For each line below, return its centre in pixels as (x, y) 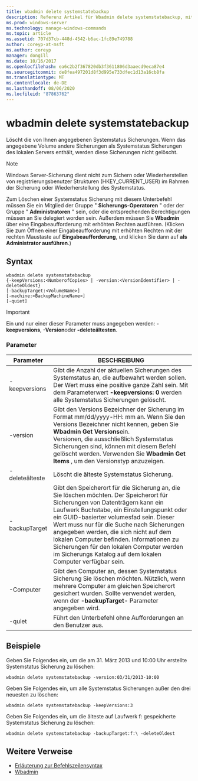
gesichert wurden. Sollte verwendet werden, (114, 593)
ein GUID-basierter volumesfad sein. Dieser (114, 517)
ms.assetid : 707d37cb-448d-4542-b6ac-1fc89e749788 (70, 39)
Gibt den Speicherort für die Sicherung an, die (117, 487)
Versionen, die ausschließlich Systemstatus (113, 439)
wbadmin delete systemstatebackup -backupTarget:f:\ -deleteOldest (91, 733)
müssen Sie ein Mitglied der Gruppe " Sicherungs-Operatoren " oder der (95, 205)
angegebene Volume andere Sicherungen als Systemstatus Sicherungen (94, 146)
